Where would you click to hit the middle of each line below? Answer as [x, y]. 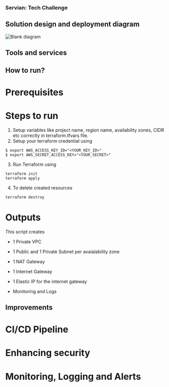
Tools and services [36, 53]
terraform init [22, 173]
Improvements [29, 307]
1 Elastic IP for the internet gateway [50, 281]
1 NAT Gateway [29, 261]
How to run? [25, 70]
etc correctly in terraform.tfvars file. [50, 136]
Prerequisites [35, 92]
